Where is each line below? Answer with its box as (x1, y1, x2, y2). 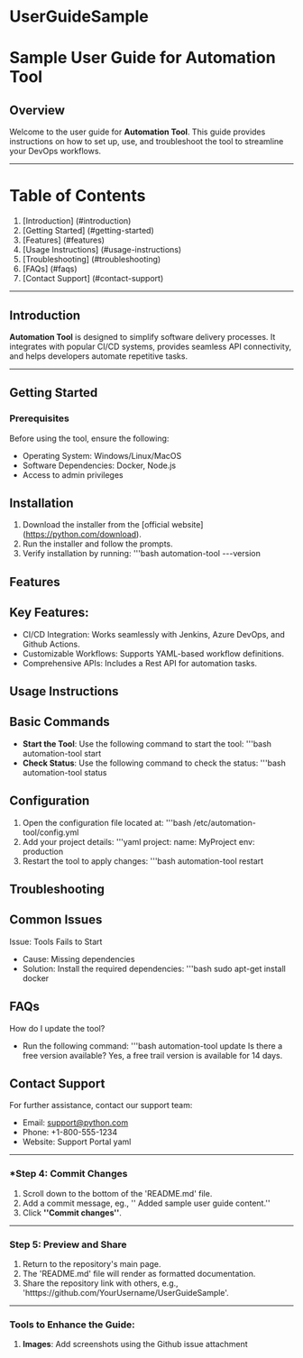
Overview (9, 102, 66, 118)
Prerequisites (9, 412, 69, 425)
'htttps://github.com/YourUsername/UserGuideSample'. (22, 1288, 230, 1298)
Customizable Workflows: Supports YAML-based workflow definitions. (22, 647, 285, 659)
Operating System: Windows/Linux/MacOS (22, 450, 182, 461)
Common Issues (9, 913, 103, 928)
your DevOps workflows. (9, 146, 102, 157)
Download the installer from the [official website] (22, 519, 204, 530)
